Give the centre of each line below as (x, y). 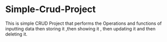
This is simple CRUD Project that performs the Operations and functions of (83, 23)
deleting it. (17, 34)
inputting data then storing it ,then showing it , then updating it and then (80, 28)
